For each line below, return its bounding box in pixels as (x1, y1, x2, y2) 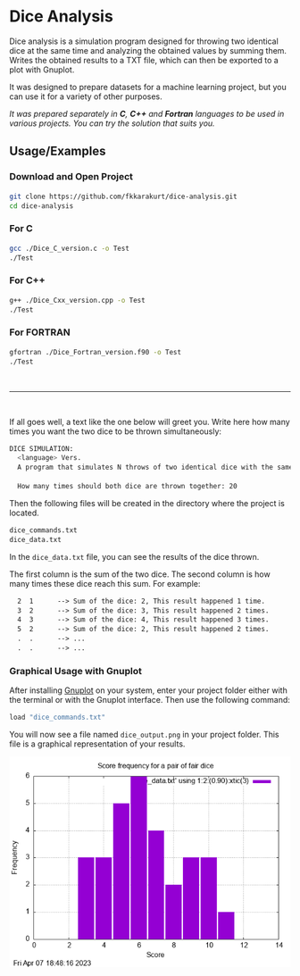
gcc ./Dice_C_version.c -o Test (9, 244, 129, 253)
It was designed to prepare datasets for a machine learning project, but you (9, 81, 287, 92)
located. (9, 507, 39, 518)
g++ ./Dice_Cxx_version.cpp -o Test (9, 296, 146, 304)
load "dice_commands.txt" (9, 713, 105, 722)
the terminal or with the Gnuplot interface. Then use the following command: (9, 695, 290, 705)
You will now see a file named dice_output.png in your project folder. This (9, 730, 279, 740)
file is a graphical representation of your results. (9, 738, 186, 749)
